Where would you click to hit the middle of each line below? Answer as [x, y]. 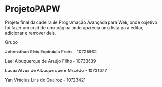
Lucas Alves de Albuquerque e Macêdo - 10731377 [56, 70]
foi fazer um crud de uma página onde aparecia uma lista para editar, [74, 27]
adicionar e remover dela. [31, 33]
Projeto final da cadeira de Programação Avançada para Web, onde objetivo [81, 22]
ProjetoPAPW [33, 9]
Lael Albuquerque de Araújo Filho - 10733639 [51, 61]
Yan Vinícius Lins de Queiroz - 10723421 [45, 80]
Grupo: [12, 42]
